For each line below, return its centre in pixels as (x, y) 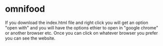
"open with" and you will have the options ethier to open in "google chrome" (82, 27)
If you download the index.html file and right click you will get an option (77, 23)
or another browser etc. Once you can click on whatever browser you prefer (81, 33)
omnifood (25, 9)
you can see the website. (30, 38)
